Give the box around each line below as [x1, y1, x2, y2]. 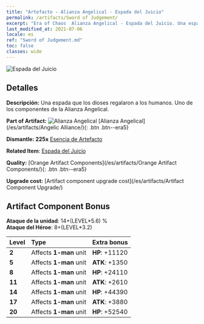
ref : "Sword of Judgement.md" [6, 37, 83, 43]
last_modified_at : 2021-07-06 [6, 26, 83, 32]
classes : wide [6, 49, 42, 55]
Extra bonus [92, 238, 129, 247]
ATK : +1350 [92, 258, 128, 267]
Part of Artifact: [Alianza [6, 117, 119, 125]
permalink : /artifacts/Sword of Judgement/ [6, 15, 118, 21]
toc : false [6, 43, 34, 49]
